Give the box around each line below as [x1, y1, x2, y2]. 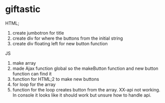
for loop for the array [12, 81, 56, 87]
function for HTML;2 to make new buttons [12, 76, 99, 82]
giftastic [5, 4, 41, 15]
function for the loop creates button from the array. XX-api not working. [12, 86, 160, 92]
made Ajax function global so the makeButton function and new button [12, 65, 159, 71]
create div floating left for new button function [12, 40, 108, 46]
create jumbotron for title [12, 30, 64, 36]
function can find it [12, 70, 52, 76]
